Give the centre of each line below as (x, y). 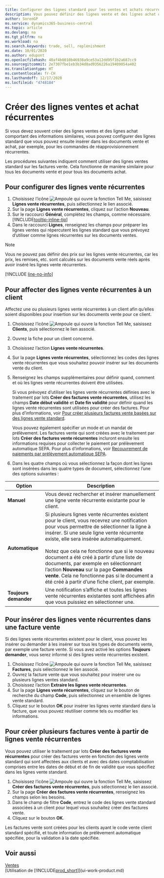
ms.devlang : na (20, 32)
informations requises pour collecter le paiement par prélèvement (78, 443)
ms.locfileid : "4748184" (30, 82)
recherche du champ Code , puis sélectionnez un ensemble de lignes (81, 695)
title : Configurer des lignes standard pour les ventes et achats (74, 10)
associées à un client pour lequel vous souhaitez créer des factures (80, 807)
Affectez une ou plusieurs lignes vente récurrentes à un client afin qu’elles (80, 309)
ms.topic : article (24, 28)
